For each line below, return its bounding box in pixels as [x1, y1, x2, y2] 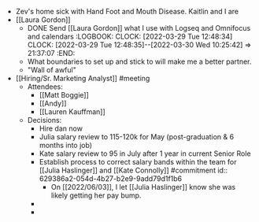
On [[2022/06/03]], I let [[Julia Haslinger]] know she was [50, 183, 236, 191]
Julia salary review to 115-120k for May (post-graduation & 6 [39, 132, 235, 141]
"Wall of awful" [27, 65, 76, 74]
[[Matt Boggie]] [39, 91, 89, 99]
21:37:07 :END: [27, 49, 76, 57]
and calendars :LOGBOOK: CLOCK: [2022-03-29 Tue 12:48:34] [27, 31, 233, 41]
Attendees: [27, 82, 63, 91]
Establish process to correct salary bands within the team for [39, 157, 237, 166]
